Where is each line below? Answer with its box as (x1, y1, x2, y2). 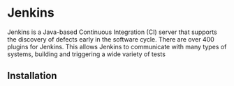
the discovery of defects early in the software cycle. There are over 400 (7, 35, 214, 43)
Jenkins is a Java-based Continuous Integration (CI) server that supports (7, 28, 218, 36)
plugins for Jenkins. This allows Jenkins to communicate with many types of (7, 42, 227, 51)
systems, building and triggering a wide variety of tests (7, 50, 166, 58)
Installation (7, 70, 57, 82)
